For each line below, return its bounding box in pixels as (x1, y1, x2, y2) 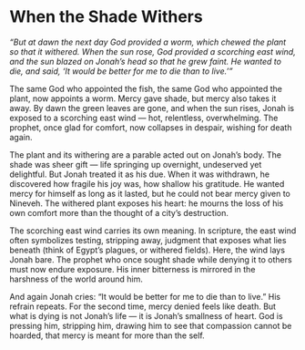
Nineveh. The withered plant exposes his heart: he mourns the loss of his (9, 198, 284, 209)
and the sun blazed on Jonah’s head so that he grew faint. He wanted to (9, 56, 282, 67)
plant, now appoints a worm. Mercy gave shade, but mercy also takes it (9, 93, 277, 104)
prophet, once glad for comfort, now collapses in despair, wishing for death (9, 121, 292, 133)
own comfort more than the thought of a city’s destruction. (9, 207, 229, 218)
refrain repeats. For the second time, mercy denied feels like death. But (9, 301, 276, 312)
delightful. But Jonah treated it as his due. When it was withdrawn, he (9, 169, 270, 180)
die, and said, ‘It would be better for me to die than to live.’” (9, 66, 233, 77)
